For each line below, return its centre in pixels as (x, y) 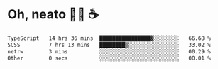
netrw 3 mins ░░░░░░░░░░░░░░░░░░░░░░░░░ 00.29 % (109, 51)
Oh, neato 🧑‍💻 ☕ (53, 15)
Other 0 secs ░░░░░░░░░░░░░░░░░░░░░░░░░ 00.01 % (109, 58)
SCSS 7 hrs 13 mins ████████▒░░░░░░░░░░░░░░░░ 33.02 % (109, 45)
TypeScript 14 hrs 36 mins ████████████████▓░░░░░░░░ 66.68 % (109, 38)
